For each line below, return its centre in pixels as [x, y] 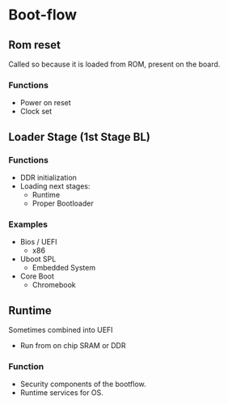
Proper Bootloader [63, 203]
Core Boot [37, 276]
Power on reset [45, 103]
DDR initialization [48, 177]
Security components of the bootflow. [83, 384]
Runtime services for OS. [61, 393]
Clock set [36, 112]
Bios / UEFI [38, 242]
